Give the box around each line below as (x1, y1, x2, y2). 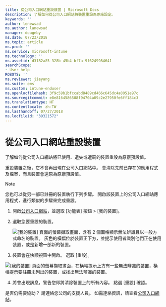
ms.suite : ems (5, 81, 35, 86)
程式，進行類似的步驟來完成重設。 (9, 197, 79, 203)
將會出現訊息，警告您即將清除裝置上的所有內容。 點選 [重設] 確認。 (12, 279, 150, 285)
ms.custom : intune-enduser (5, 86, 61, 91)
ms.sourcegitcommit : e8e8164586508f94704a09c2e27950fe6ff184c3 (5, 95, 139, 100)
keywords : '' (5, 16, 32, 21)
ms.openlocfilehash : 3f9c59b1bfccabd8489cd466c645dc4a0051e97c (5, 91, 139, 96)
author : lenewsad (5, 21, 41, 26)
